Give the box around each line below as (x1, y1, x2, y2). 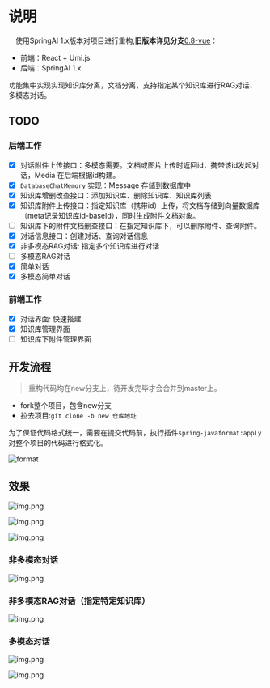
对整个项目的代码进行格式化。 (8, 438, 108, 448)
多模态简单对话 (19, 272, 70, 282)
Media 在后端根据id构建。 (34, 170, 120, 180)
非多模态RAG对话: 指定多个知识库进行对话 (19, 241, 160, 251)
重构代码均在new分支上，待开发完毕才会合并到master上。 (27, 383, 221, 393)
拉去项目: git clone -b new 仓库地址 (19, 410, 137, 420)
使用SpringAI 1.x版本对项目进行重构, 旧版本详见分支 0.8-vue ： (15, 36, 218, 45)
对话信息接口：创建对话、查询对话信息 (19, 231, 148, 240)
